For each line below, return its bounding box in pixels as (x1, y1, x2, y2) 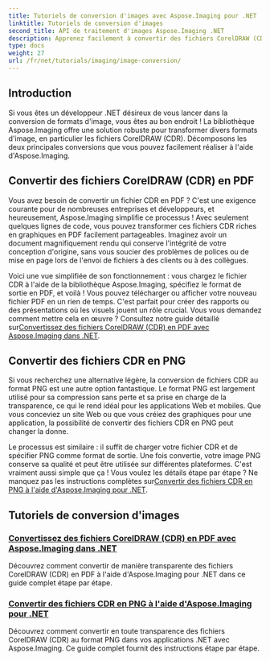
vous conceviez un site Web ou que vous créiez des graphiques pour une (8, 410, 252, 419)
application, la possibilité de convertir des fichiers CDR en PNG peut (8, 418, 234, 428)
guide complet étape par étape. (8, 578, 112, 588)
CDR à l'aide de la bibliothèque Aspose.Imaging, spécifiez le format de (8, 279, 242, 289)
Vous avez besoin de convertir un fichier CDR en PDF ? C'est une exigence (8, 195, 256, 205)
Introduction (8, 86, 72, 101)
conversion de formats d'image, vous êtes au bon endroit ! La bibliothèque (8, 116, 255, 126)
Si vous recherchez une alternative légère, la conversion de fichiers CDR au (8, 375, 259, 385)
